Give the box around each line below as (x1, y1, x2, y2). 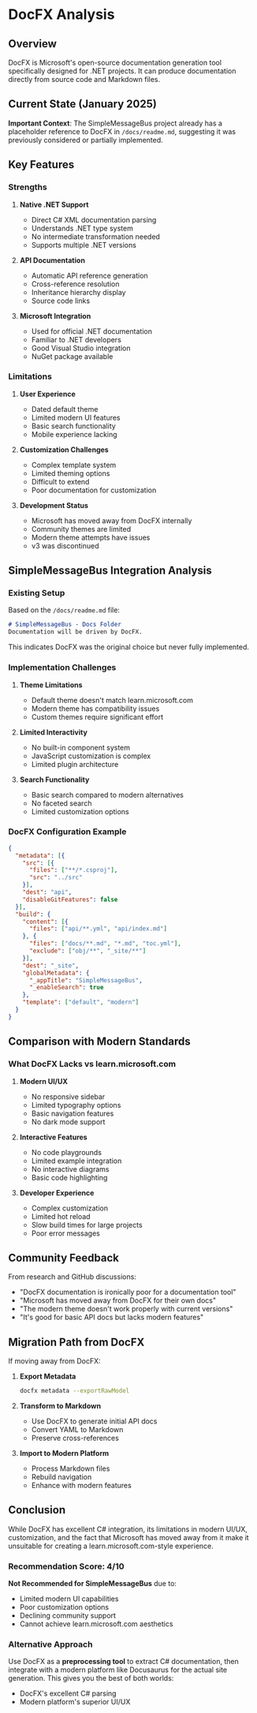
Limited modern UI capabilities (19, 1594, 119, 1603)
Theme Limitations (19, 680, 83, 690)
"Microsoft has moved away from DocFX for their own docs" (19, 1296, 217, 1305)
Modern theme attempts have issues (31, 533, 151, 542)
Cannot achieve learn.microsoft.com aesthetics (19, 1619, 173, 1629)
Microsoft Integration (19, 311, 91, 320)
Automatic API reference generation (31, 271, 148, 280)
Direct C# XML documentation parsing (31, 215, 157, 224)
